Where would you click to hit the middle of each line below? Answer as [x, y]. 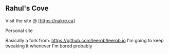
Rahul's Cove [27, 8]
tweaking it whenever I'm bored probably [49, 46]
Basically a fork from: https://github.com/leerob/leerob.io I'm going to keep [85, 40]
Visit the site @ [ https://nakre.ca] [40, 20]
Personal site [19, 31]
